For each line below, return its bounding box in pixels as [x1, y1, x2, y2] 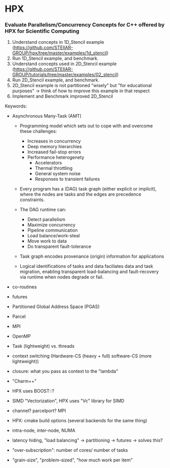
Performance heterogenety [27, 154, 84, 160]
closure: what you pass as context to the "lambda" [12, 368, 118, 374]
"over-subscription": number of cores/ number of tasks [12, 447, 128, 453]
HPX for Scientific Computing [5, 27, 79, 35]
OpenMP [12, 333, 31, 339]
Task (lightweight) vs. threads [12, 343, 75, 349]
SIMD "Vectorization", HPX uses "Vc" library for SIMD [12, 398, 125, 404]
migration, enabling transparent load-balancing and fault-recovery [19, 268, 159, 275]
